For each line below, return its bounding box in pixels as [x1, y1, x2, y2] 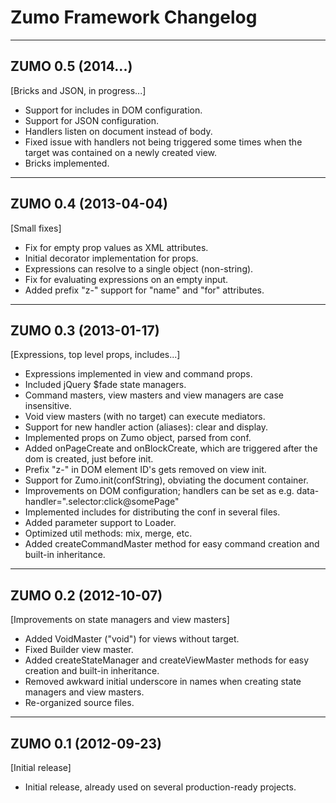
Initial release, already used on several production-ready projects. [24, 781, 297, 793]
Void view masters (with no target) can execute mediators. [24, 411, 266, 423]
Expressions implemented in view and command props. [24, 368, 253, 380]
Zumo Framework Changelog [10, 6, 258, 29]
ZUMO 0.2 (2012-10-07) [10, 587, 163, 604]
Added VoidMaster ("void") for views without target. [24, 633, 240, 645]
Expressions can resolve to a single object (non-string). [24, 262, 254, 275]
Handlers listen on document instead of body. [24, 125, 213, 137]
